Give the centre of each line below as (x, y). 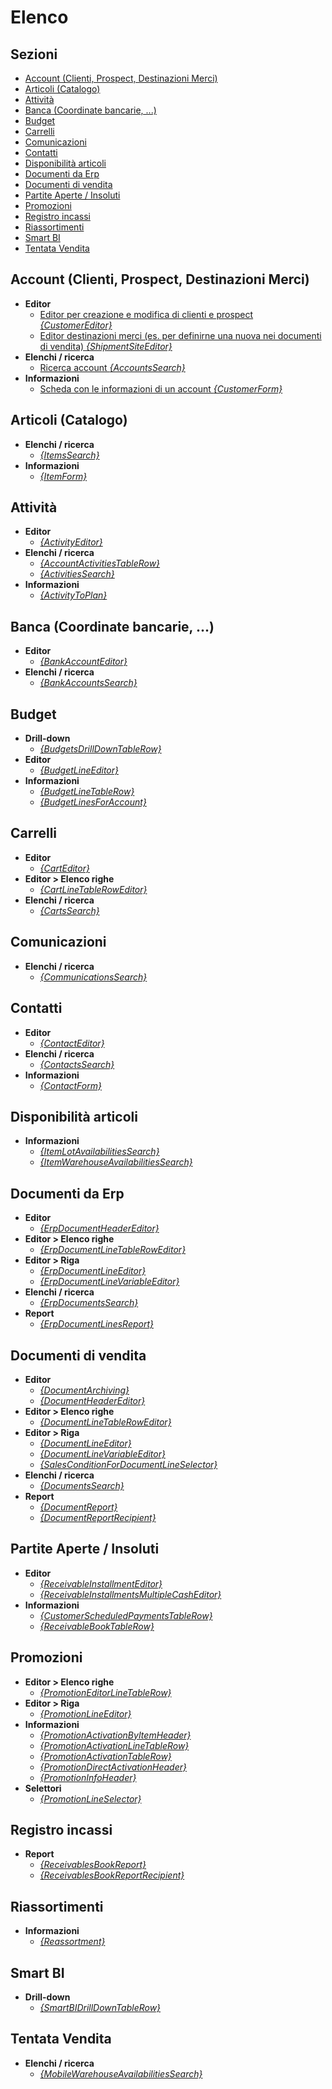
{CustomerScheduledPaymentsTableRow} (126, 1615)
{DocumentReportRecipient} (98, 1517)
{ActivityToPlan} (73, 595)
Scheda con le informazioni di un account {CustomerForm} (161, 388)
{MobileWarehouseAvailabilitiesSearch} (121, 2073)
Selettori (43, 1788)
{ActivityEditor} (71, 542)
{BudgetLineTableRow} (87, 792)
